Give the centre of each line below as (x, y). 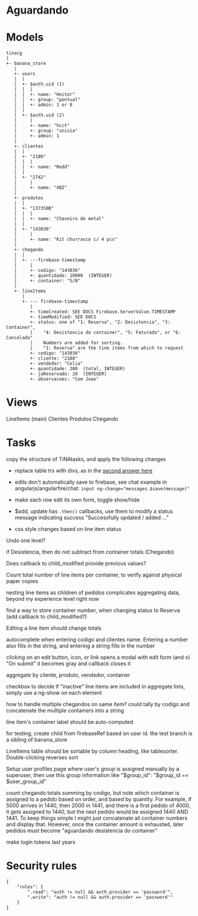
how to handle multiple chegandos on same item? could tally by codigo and (98, 704)
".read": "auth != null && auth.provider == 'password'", (100, 892)
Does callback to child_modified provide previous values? (76, 563)
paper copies (22, 581)
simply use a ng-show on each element (54, 693)
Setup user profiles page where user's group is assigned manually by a (93, 769)
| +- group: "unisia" (46, 131)
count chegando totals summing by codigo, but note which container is (93, 793)
